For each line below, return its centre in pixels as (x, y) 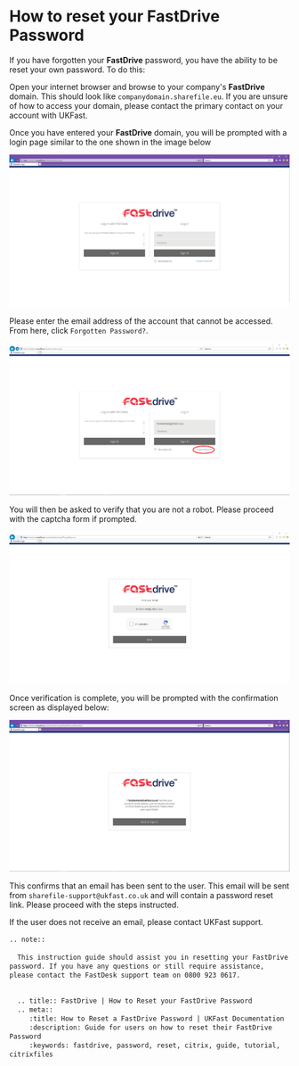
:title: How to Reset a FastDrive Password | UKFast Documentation (157, 1019)
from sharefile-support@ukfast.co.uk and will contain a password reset (141, 896)
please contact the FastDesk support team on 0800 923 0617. (125, 975)
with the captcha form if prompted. (73, 518)
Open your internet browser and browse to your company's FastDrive (137, 87)
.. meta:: (35, 1010)
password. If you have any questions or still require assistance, (137, 967)
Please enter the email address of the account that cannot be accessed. (141, 321)
